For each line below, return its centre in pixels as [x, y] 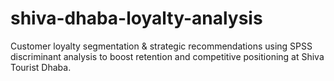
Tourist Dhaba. [41, 67]
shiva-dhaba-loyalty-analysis [136, 18]
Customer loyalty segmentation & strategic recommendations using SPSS [161, 46]
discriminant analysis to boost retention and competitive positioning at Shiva [167, 56]
